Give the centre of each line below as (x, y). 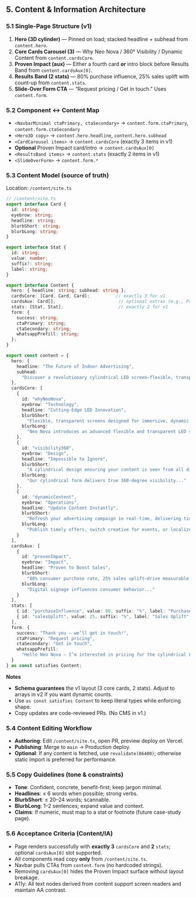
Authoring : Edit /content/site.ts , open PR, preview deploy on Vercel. (99, 741)
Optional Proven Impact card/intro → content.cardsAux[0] (84, 147)
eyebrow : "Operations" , (50, 503)
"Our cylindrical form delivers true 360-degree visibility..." (107, 481)
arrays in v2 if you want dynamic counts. (63, 694)
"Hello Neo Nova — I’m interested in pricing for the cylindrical (104, 655)
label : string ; (30, 269)
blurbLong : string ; (35, 231)
